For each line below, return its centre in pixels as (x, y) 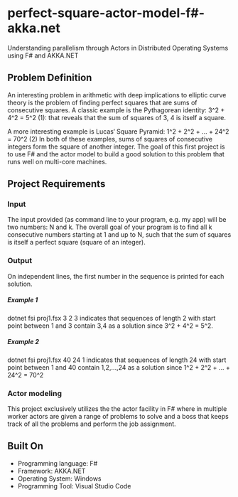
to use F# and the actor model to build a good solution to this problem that (116, 154)
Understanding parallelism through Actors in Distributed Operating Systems (118, 48)
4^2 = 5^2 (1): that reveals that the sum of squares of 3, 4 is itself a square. (117, 117)
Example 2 (23, 342)
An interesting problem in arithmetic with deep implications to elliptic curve (117, 95)
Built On (26, 446)
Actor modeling (35, 393)
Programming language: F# (58, 463)
